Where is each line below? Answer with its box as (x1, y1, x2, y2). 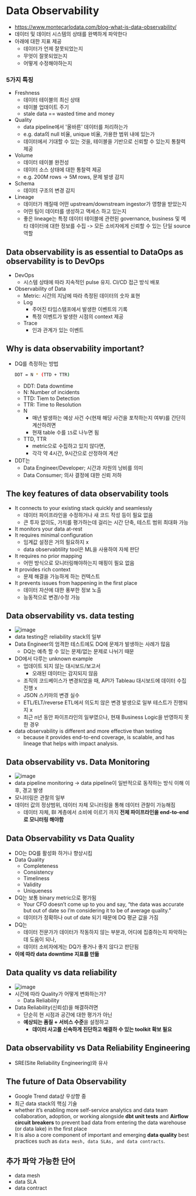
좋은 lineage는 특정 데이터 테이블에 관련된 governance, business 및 (23, 215, 180, 222)
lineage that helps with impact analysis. (23, 740, 119, 747)
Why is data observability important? (6, 344, 145, 354)
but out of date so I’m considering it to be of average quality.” (23, 907, 171, 914)
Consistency (23, 868, 54, 876)
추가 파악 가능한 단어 (6, 1156, 75, 1166)
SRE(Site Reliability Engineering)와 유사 (14, 1059, 108, 1066)
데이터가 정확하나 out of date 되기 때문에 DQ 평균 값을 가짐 (23, 914, 159, 921)
